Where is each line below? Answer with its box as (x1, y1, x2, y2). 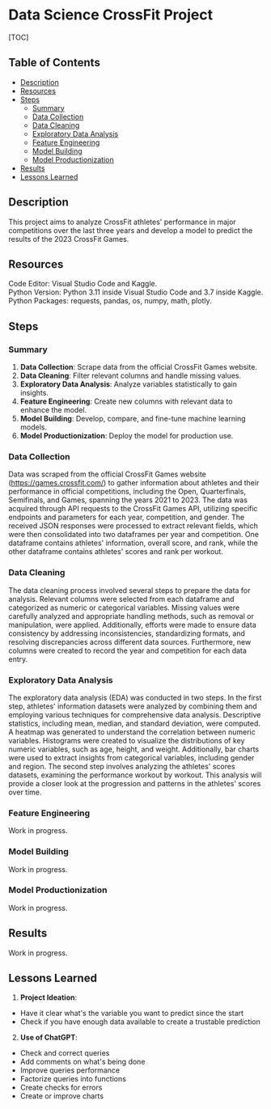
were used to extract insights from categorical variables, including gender (8, 752, 255, 762)
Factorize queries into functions (19, 1074, 127, 1084)
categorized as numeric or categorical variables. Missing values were (8, 603, 240, 612)
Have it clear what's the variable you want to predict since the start (19, 1009, 244, 1018)
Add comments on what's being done (19, 1057, 146, 1067)
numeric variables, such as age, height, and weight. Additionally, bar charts (8, 744, 260, 754)
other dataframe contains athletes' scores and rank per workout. (8, 547, 224, 557)
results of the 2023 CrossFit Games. (8, 234, 129, 243)
